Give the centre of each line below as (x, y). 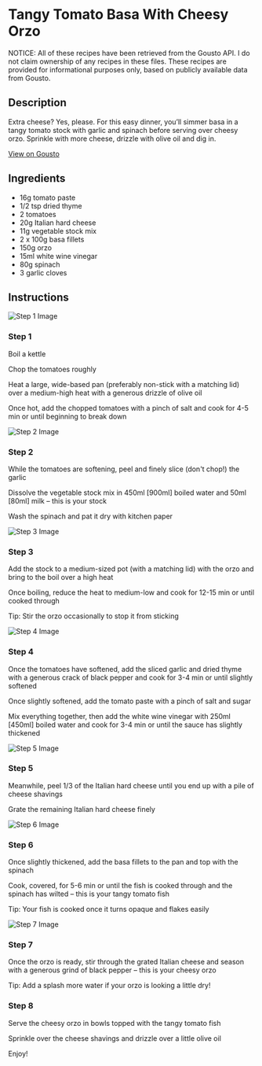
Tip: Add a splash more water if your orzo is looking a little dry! (109, 986)
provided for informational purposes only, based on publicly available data (128, 69)
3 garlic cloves (43, 272)
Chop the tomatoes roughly (52, 369)
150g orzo (36, 247)
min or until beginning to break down (67, 416)
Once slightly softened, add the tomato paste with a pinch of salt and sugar (129, 701)
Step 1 (20, 337)
